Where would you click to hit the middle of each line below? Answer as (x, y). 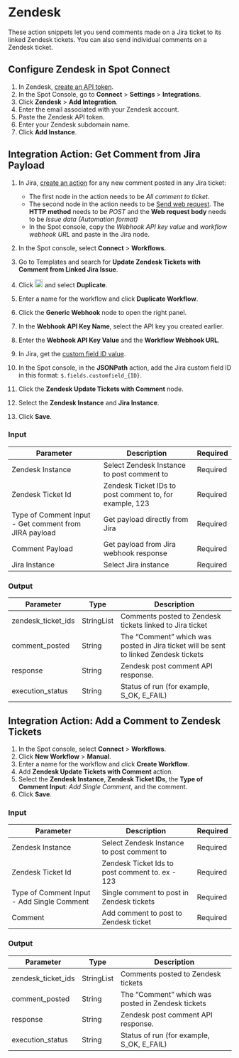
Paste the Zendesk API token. (61, 117)
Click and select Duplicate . (63, 284)
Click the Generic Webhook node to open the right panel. (102, 312)
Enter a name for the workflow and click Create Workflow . (104, 764)
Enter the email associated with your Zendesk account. (99, 109)
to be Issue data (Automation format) (83, 219)
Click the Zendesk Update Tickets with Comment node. (101, 389)
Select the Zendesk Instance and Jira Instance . (89, 402)
